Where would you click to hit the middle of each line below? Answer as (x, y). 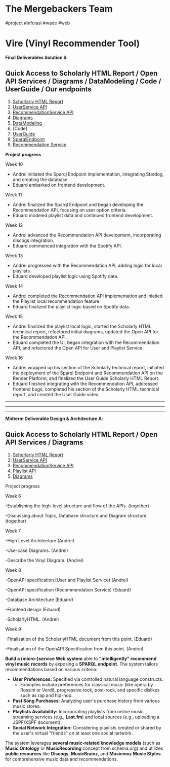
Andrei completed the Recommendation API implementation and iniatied (88, 296)
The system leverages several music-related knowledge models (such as (83, 743)
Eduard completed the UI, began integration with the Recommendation (86, 342)
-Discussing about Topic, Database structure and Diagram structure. (77, 515)
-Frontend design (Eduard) (33, 609)
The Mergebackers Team (59, 9)
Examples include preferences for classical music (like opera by (87, 684)
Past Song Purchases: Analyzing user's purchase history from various (86, 701)
